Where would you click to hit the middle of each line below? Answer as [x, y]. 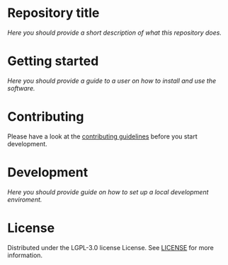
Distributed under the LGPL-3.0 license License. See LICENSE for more [111, 247]
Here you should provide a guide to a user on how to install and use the [112, 81]
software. [21, 88]
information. [25, 255]
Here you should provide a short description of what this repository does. [114, 33]
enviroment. [25, 199]
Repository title [53, 13]
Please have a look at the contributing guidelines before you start [102, 136]
